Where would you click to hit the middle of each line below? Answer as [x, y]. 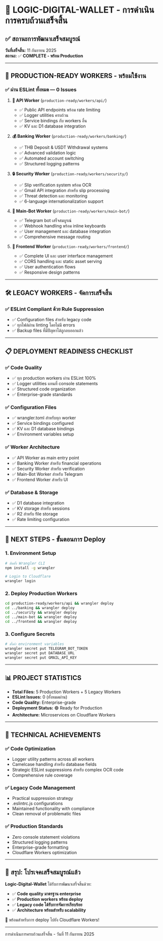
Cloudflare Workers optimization [44, 852]
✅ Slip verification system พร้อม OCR [55, 185]
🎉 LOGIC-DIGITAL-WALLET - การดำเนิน [80, 10]
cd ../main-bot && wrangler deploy [41, 617]
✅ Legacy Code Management [40, 788]
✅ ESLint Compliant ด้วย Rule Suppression [55, 309]
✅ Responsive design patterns [49, 272]
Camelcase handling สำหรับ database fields [54, 764]
